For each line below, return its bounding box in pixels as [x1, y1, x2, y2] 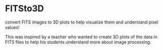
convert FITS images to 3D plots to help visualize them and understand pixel [5, 19, 159, 25]
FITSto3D [5, 3, 44, 14]
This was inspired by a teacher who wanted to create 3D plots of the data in [5, 34, 158, 40]
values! [5, 24, 20, 30]
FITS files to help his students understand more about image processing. [5, 39, 151, 45]
